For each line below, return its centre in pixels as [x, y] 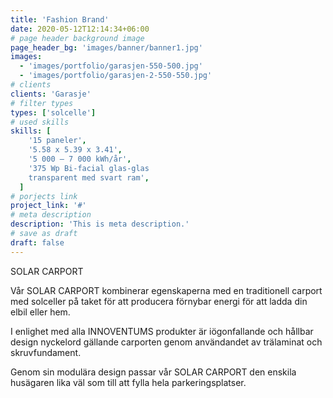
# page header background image [77, 38]
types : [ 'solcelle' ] [53, 112]
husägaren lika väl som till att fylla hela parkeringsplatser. [128, 382]
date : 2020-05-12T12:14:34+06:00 [80, 29]
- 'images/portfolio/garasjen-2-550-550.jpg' [116, 76]
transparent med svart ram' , [89, 177]
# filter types [42, 103]
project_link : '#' [48, 206]
